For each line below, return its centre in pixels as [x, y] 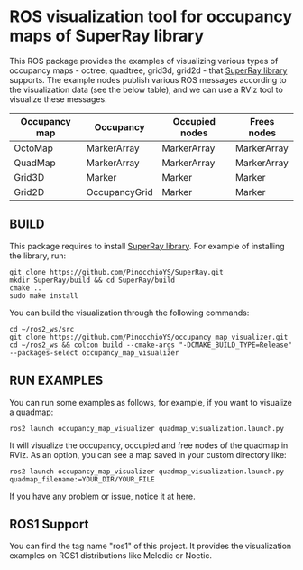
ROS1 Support [49, 524]
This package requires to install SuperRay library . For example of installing [147, 246]
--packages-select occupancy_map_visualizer [94, 353]
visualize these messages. [58, 99]
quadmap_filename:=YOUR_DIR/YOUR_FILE [82, 479]
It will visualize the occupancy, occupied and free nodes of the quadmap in [149, 445]
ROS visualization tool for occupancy [151, 17]
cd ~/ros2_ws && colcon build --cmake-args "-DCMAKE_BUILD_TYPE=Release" [151, 345]
